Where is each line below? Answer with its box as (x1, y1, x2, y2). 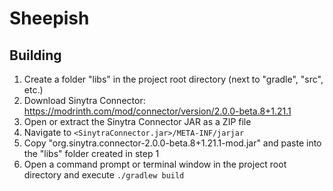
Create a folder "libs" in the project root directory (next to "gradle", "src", (23, 73, 324, 85)
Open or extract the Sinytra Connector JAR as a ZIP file (23, 116, 252, 127)
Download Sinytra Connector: (23, 95, 146, 106)
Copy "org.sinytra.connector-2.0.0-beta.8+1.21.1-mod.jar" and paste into (23, 137, 322, 149)
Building (9, 47, 62, 64)
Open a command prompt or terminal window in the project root (23, 158, 287, 170)
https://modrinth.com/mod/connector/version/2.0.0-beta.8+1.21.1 (23, 105, 292, 117)
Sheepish (9, 7, 90, 30)
